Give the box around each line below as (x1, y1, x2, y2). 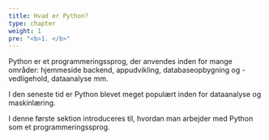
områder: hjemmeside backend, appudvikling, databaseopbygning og (8, 66, 241, 75)
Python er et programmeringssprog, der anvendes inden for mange (8, 57, 233, 66)
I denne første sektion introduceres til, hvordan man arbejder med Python (8, 114, 254, 124)
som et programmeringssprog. (8, 122, 111, 132)
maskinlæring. (8, 98, 56, 108)
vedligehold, (8, 74, 50, 83)
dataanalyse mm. (51, 74, 109, 83)
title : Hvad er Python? (8, 11, 89, 20)
